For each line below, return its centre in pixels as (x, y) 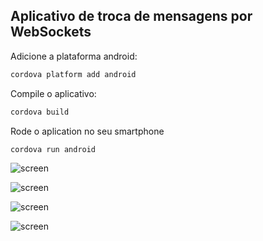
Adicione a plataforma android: (74, 56)
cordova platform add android (73, 74)
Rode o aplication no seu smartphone (87, 131)
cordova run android (53, 149)
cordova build (40, 112)
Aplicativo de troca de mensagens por (131, 16)
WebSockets (51, 32)
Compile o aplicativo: (53, 93)
